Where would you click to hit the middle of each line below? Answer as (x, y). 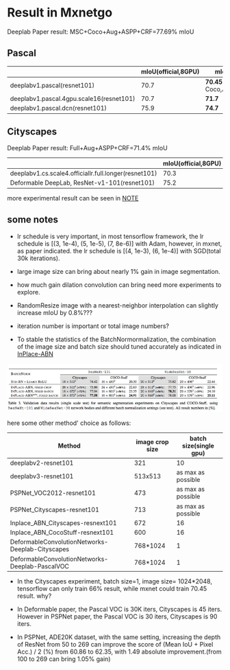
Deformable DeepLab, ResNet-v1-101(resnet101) (82, 183)
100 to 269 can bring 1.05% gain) (64, 659)
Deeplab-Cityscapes (40, 549)
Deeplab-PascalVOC (40, 566)
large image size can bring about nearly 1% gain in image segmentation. (118, 271)
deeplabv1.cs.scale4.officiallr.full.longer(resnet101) (84, 174)
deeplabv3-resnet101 (42, 476)
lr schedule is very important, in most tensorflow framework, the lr (110, 236)
